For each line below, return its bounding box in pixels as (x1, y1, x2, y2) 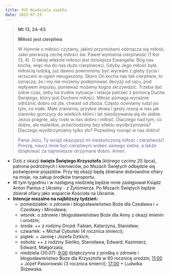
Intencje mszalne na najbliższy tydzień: (12, 196, 98, 202)
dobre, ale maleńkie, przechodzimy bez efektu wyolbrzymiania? (17, 122, 151, 128)
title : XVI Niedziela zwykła (5, 7, 67, 13)
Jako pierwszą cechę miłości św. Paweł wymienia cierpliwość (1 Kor (17, 51, 160, 58)
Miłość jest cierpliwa (17, 36, 62, 42)
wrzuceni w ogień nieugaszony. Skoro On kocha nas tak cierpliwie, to (17, 73, 163, 79)
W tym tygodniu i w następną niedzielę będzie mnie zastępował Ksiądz (12, 179, 161, 185)
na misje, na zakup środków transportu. (12, 174, 95, 180)
